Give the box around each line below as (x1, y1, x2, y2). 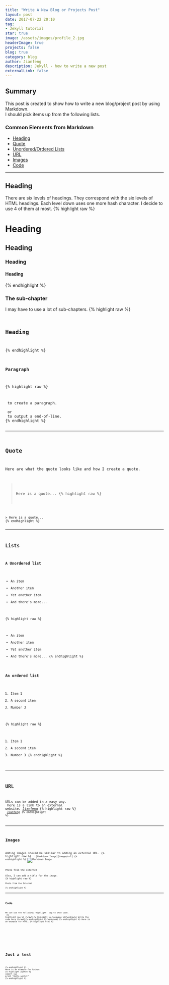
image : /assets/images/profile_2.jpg (5, 36, 84, 41)
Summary (5, 87, 37, 96)
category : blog (5, 54, 37, 60)
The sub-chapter (5, 295, 48, 302)
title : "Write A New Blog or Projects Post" (5, 7, 100, 13)
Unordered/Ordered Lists (12, 146, 65, 152)
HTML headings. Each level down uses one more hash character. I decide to (5, 200, 163, 206)
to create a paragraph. (7, 400, 57, 405)
